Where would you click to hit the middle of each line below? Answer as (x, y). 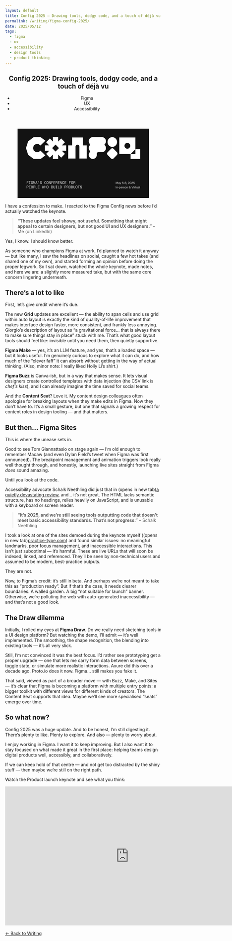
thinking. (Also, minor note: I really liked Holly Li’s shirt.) (62, 366)
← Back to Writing (24, 933)
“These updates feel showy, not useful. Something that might (82, 221)
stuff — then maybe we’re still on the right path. (54, 770)
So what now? (27, 717)
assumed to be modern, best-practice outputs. (53, 562)
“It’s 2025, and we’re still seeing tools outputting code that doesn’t (87, 515)
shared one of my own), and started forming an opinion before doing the (79, 261)
